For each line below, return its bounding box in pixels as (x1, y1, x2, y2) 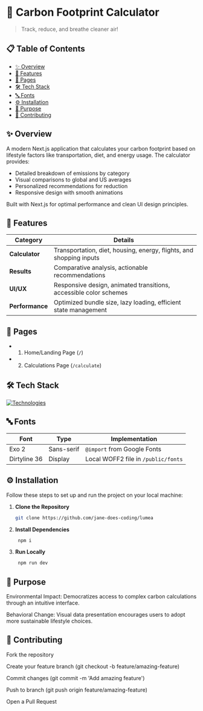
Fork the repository (6, 650, 54, 658)
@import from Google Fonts (85, 445, 162, 453)
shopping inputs (53, 254, 100, 262)
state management (53, 306, 107, 314)
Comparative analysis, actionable (53, 263, 148, 272)
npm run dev (18, 560, 48, 566)
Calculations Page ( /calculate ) (24, 362, 101, 369)
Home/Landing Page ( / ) (24, 349, 83, 356)
